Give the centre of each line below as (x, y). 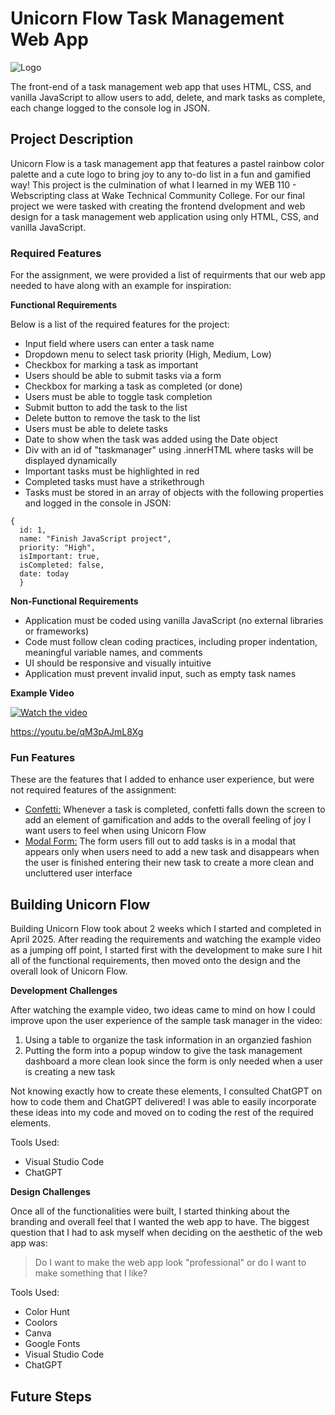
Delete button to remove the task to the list (112, 418)
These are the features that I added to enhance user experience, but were (162, 779)
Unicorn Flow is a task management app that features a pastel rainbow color (167, 163)
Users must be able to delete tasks (96, 429)
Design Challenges (50, 1192)
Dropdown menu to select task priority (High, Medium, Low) (148, 354)
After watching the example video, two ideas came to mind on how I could (163, 1010)
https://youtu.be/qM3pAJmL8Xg (77, 732)
